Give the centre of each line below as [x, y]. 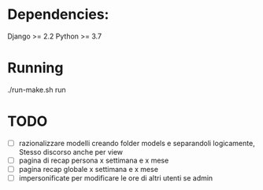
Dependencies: [58, 15]
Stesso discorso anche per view [71, 152]
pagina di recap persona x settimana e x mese [94, 160]
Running [35, 68]
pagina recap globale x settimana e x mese [89, 169]
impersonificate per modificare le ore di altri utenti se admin [116, 178]
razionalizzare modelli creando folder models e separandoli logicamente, [137, 143]
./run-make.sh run [37, 90]
